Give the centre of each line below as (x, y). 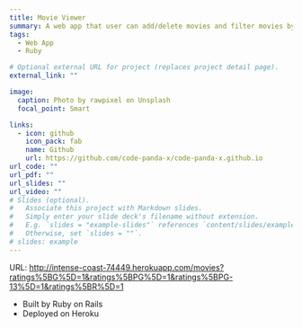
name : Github (50, 150)
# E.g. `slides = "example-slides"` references (104, 226)
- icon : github (46, 133)
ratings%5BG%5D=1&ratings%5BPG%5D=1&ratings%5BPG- (121, 277)
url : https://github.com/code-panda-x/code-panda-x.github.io (144, 158)
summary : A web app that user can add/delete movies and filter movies (146, 26)
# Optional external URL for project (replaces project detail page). (144, 67)
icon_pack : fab (54, 142)
